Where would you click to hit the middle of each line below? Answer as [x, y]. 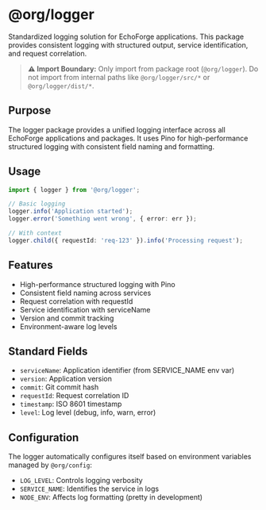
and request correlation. [48, 53]
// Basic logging [37, 204]
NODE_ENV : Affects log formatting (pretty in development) [111, 497]
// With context [35, 233]
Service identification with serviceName [85, 309]
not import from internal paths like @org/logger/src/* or [119, 77]
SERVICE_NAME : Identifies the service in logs [89, 489]
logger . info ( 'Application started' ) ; [71, 212]
